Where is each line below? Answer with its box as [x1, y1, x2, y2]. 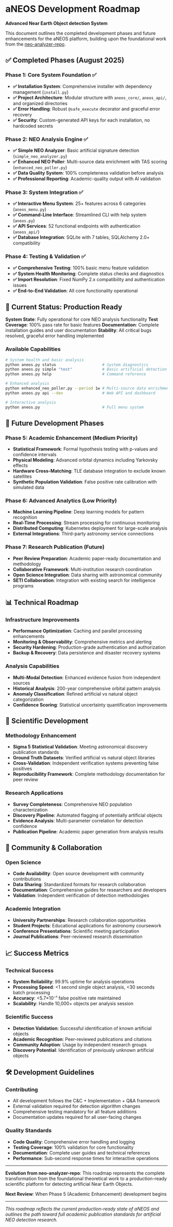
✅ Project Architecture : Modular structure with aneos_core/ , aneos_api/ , [12, 94, 167, 100]
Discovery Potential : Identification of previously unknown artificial [12, 1047, 154, 1053]
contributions [12, 876, 41, 882]
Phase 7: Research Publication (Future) [5, 544, 105, 551]
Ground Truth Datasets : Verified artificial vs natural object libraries [12, 755, 155, 761]
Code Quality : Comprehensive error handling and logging [12, 1138, 135, 1145]
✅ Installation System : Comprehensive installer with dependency [12, 83, 152, 89]
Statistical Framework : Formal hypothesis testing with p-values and [12, 446, 158, 452]
